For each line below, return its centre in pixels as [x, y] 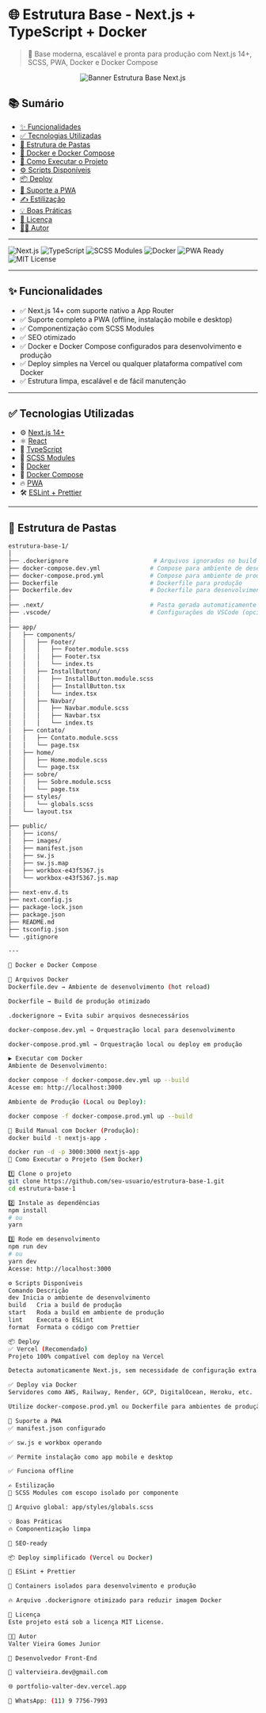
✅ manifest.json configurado [57, 1428]
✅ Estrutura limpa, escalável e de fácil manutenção [103, 380]
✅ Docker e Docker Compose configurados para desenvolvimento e [131, 346]
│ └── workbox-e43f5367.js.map [63, 878]
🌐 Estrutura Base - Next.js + [102, 15]
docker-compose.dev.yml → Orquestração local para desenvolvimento [122, 1030]
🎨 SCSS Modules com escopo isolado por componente [93, 1493]
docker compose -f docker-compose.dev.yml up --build [99, 1080]
